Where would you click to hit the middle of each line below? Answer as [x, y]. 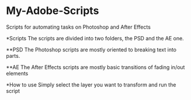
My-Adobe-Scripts [53, 11]
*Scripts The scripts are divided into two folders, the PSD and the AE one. [95, 38]
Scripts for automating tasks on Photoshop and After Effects [78, 27]
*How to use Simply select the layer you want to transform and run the [91, 85]
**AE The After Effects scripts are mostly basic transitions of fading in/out [95, 67]
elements [17, 73]
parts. [13, 56]
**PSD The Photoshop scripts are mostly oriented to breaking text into [91, 49]
